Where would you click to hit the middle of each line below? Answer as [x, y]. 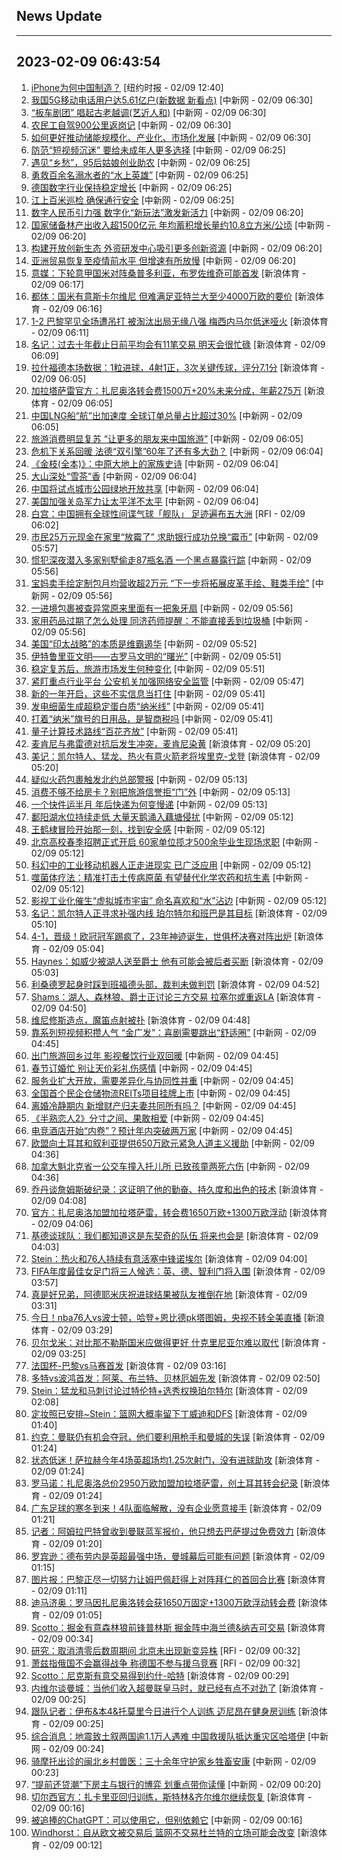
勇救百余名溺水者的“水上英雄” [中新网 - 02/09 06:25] [139, 175]
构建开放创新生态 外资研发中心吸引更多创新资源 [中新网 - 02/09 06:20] [176, 248]
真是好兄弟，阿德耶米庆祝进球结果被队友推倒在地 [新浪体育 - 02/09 [169, 1294]
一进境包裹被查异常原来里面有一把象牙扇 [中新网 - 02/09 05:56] [162, 608]
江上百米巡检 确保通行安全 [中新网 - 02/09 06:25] [132, 200]
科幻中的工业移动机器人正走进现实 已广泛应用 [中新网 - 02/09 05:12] [171, 865]
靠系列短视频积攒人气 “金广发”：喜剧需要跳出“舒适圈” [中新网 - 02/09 [173, 1032]
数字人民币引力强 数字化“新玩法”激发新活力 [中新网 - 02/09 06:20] [167, 212]
